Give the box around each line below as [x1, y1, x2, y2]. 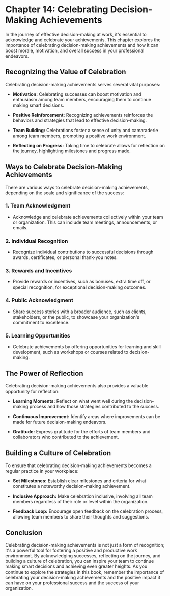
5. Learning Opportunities [5, 332, 70, 339]
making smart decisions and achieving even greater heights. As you [5, 563, 148, 569]
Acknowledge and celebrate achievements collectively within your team [12, 214, 164, 220]
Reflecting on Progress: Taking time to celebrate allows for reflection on [12, 142, 165, 148]
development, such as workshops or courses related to [12, 349, 129, 355]
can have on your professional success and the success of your [5, 580, 139, 586]
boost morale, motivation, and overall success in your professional [5, 47, 145, 54]
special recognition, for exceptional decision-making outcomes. [12, 284, 147, 290]
